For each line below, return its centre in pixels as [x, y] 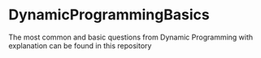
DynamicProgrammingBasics [109, 15]
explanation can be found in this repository [80, 45]
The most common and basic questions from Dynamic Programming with [131, 37]
